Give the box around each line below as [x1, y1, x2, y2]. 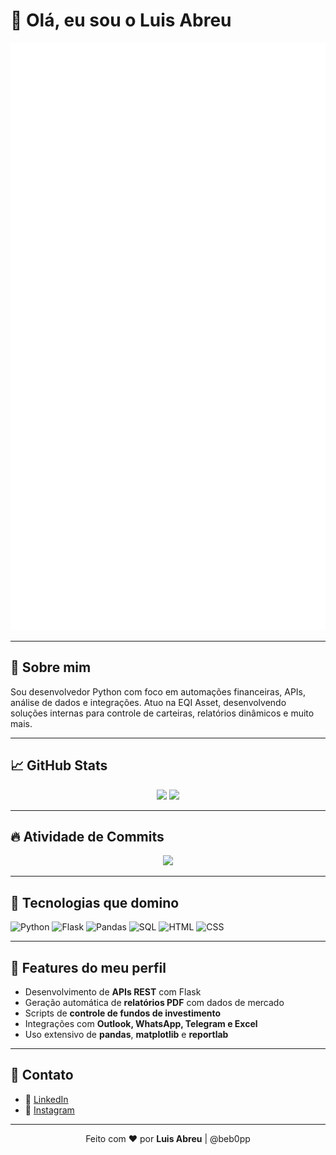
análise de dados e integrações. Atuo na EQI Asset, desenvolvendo [10, 696, 287, 708]
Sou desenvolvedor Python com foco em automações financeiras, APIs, [10, 685, 307, 698]
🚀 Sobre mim [10, 659, 92, 676]
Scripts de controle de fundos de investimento [24, 1007, 222, 1019]
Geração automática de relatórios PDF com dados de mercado [24, 997, 285, 1009]
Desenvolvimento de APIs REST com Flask [24, 986, 202, 998]
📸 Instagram [24, 1104, 75, 1116]
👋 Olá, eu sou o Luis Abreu [10, 9, 232, 32]
